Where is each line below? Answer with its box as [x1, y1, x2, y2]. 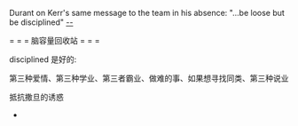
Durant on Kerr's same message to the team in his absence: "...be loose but [9, 8, 286, 18]
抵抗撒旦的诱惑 [9, 92, 64, 102]
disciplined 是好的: [9, 54, 77, 65]
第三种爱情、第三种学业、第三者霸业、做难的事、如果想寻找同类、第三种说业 [9, 73, 289, 83]
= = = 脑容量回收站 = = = [9, 35, 100, 45]
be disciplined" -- [9, 17, 74, 28]
